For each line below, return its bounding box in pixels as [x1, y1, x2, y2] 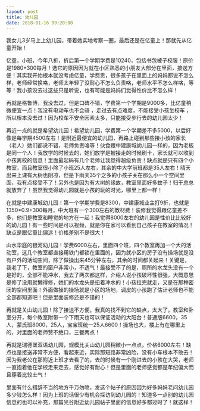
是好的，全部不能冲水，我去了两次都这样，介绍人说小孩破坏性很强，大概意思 [6, 272, 194, 279]
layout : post [6, 8, 39, 15]
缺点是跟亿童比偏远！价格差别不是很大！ [6, 229, 105, 236]
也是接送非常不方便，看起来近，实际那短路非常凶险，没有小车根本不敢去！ [11, 349, 194, 356]
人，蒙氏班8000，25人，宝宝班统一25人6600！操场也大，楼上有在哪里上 [6, 321, 186, 328]
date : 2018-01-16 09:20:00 [6, 20, 73, 26]
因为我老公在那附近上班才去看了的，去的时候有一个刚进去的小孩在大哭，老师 [6, 356, 194, 363]
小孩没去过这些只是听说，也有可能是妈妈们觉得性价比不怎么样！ [21, 87, 179, 94]
